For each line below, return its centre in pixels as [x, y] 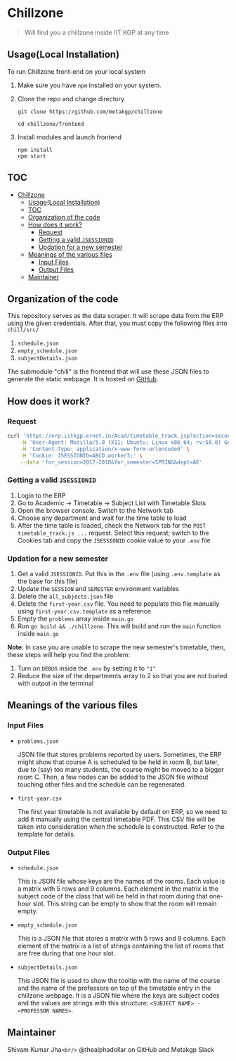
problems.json [38, 741]
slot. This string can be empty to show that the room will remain [125, 904]
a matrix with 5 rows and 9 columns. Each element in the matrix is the [118, 889]
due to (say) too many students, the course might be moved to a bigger [120, 769]
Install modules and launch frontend [69, 137]
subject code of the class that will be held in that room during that [113, 896]
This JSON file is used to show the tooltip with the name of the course [119, 981]
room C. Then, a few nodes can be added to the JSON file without [113, 777]
